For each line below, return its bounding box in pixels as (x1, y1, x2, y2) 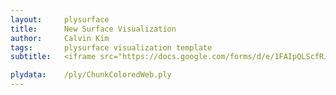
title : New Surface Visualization (10, 24, 177, 34)
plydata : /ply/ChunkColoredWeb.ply (10, 70, 172, 80)
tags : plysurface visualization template (10, 42, 213, 53)
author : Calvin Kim (10, 33, 110, 43)
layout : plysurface (10, 14, 110, 25)
